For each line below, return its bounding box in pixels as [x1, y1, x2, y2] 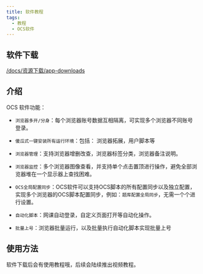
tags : [6, 15, 20, 21]
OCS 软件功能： [6, 104, 46, 111]
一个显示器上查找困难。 [36, 170, 95, 178]
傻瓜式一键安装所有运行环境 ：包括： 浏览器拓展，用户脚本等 [15, 137, 156, 144]
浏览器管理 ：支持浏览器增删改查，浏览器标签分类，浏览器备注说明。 [15, 150, 182, 157]
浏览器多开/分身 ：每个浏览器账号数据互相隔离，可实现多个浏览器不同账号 [15, 116, 193, 124]
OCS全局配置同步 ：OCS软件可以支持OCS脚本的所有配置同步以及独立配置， [15, 183, 196, 190]
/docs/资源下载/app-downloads [6, 67, 85, 75]
